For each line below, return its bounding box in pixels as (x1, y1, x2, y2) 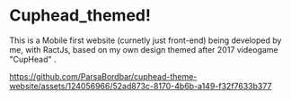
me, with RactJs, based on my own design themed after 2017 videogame (9, 44, 278, 54)
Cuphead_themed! (9, 5, 151, 26)
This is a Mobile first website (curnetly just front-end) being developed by (9, 35, 282, 46)
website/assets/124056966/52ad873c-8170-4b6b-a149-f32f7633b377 (9, 80, 272, 91)
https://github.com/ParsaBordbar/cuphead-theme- (9, 71, 198, 81)
